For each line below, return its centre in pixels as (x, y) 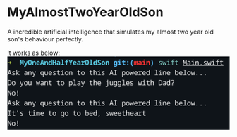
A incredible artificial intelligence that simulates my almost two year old (110, 32)
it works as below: (34, 53)
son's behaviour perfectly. (45, 39)
